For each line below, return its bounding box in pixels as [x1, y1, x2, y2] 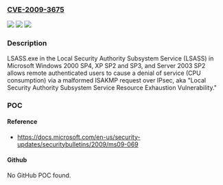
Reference [7, 118, 38, 126]
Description [7, 39, 47, 48]
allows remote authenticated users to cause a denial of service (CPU [7, 69, 201, 77]
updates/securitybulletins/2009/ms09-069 [16, 140, 139, 149]
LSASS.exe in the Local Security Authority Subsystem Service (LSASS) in [7, 54, 214, 63]
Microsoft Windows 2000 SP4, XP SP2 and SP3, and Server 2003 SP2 [7, 61, 206, 69]
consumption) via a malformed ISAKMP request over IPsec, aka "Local [7, 76, 207, 84]
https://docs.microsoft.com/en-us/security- [16, 133, 141, 141]
